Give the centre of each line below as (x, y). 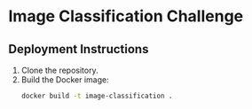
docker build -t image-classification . (97, 96)
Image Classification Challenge (126, 16)
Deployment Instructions (79, 49)
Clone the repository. (59, 70)
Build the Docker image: (65, 80)
